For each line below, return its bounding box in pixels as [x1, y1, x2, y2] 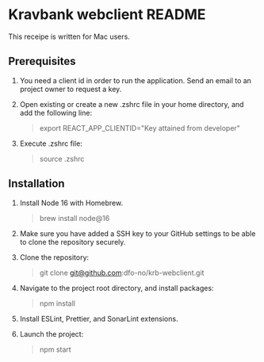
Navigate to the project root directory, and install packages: [19, 283, 214, 292]
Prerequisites [8, 55, 76, 68]
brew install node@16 [39, 213, 110, 223]
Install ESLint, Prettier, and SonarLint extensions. [19, 314, 178, 323]
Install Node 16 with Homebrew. [19, 198, 124, 208]
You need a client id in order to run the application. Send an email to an [19, 75, 252, 85]
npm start [39, 345, 71, 354]
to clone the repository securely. [19, 237, 126, 246]
